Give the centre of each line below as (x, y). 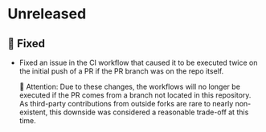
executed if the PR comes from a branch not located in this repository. (135, 95)
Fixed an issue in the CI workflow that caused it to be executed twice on (138, 62)
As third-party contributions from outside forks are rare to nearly (126, 104)
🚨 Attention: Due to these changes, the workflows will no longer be (129, 86)
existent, (33, 112)
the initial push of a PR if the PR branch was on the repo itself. (121, 71)
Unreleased (47, 14)
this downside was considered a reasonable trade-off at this (149, 112)
